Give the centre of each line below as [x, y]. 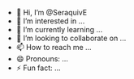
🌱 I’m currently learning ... [59, 29]
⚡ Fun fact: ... [38, 68]
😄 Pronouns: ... [42, 59]
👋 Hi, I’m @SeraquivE [52, 12]
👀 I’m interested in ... [50, 21]
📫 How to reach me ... [54, 47]
